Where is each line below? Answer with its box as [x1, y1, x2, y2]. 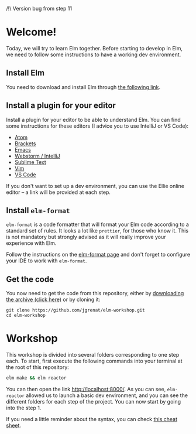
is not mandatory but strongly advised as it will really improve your [6, 234, 166, 241]
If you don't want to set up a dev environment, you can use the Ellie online [6, 182, 184, 189]
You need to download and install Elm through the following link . [6, 83, 161, 90]
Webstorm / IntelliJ [14, 152, 60, 159]
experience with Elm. [6, 240, 57, 247]
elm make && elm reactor [6, 375, 67, 381]
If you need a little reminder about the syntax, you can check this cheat [6, 416, 177, 422]
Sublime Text [14, 158, 47, 166]
